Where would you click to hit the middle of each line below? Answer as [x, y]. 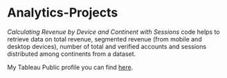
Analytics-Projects [63, 13]
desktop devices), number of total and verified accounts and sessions [107, 46]
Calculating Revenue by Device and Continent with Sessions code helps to [113, 32]
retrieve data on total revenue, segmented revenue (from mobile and [105, 39]
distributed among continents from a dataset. [72, 54]
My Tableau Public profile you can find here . [70, 67]
